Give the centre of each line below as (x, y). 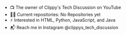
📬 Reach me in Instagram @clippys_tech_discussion (64, 27)
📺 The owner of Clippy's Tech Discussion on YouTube (65, 7)
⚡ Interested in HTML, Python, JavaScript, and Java (63, 20)
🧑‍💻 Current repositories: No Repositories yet (55, 15)
